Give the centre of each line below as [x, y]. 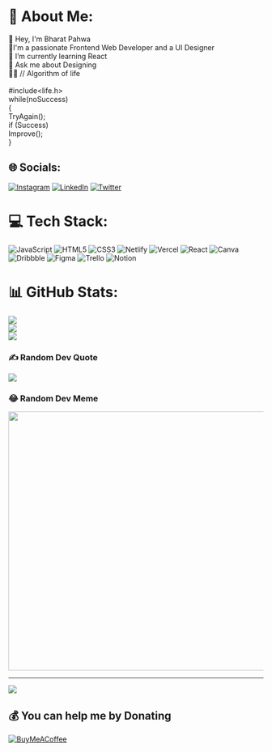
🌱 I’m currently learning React [58, 56]
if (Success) [28, 125]
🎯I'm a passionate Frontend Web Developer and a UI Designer [112, 47]
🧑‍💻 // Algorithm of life [45, 73]
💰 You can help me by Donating [90, 716]
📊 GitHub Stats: [64, 292]
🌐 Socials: [35, 168]
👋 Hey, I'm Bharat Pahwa [50, 39]
